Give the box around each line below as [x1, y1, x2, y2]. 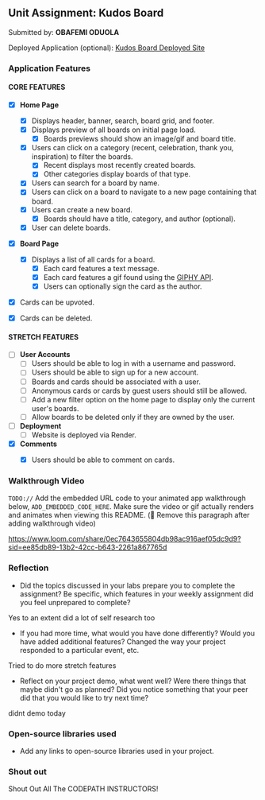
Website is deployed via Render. [31, 429, 136, 440]
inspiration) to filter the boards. [31, 152, 133, 161]
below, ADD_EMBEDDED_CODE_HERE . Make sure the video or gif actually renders [8, 502, 255, 511]
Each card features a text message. [43, 263, 160, 273]
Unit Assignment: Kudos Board [8, 6, 164, 20]
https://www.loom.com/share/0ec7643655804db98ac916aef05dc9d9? [8, 534, 242, 544]
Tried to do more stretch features [8, 660, 117, 670]
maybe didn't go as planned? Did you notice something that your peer [19, 684, 248, 694]
